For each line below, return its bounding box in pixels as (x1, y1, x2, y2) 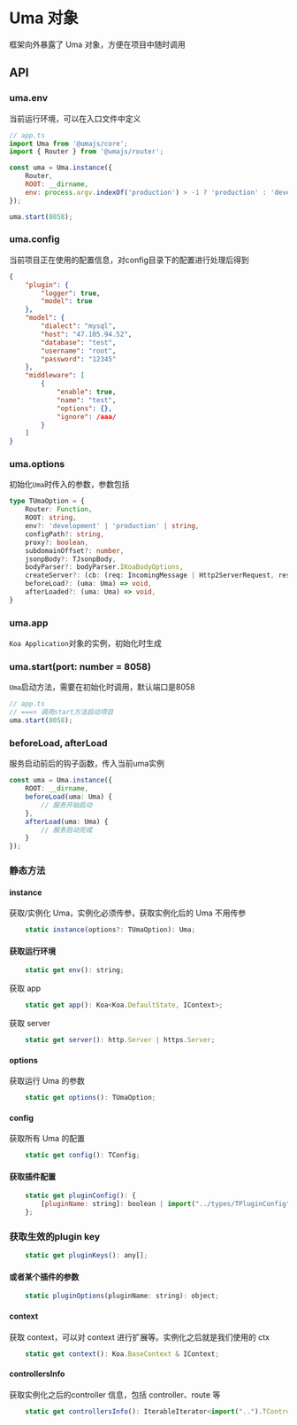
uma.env (9, 92, 49, 105)
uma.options (9, 458, 65, 471)
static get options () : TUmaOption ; (25, 1094, 156, 1102)
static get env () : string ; (25, 966, 125, 975)
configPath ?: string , (25, 529, 104, 539)
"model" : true (41, 297, 93, 306)
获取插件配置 (9, 1171, 56, 1181)
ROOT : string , (25, 513, 77, 523)
